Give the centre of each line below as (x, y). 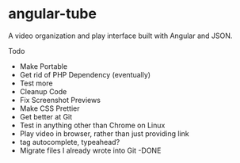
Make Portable (44, 66)
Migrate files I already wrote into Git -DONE (90, 150)
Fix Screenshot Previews (60, 100)
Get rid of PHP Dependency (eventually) (85, 74)
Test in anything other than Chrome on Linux (92, 125)
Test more (36, 83)
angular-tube (53, 14)
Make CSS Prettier (50, 108)
